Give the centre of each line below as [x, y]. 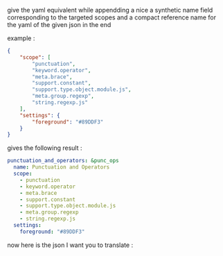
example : [21, 38]
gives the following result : [45, 148]
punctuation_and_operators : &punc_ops [63, 161]
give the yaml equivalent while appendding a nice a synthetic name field [110, 10]
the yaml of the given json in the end [59, 25]
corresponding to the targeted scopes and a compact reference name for [112, 17]
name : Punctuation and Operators [62, 167]
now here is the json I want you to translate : [70, 245]
